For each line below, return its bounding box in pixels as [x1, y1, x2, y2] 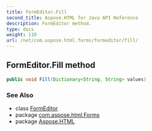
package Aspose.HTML [15, 118, 75, 125]
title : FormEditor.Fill [6, 9, 67, 15]
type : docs [6, 26, 34, 32]
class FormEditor [15, 105, 58, 112]
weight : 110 [6, 32, 37, 38]
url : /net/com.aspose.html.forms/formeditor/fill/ [6, 37, 139, 43]
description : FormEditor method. [6, 20, 92, 26]
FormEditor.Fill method [6, 60, 96, 70]
